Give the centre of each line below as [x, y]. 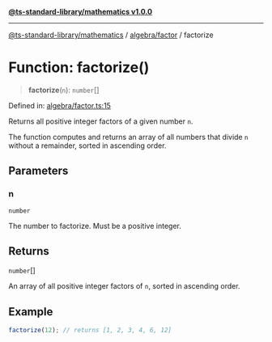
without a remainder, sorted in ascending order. [87, 146]
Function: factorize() [79, 68]
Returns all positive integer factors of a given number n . [101, 121]
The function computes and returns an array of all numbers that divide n [128, 137]
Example [31, 312]
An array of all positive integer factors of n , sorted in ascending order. [124, 286]
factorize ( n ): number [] [64, 90]
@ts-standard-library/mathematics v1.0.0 [81, 12]
